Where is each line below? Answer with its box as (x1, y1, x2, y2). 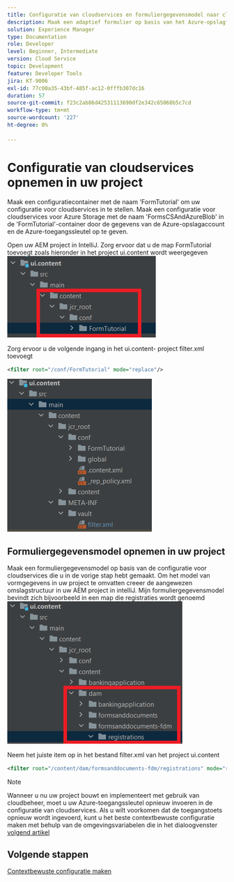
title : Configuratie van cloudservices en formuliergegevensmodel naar (7, 11, 219, 18)
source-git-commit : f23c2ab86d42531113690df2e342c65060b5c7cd (7, 100, 192, 107)
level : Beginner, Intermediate (7, 48, 98, 55)
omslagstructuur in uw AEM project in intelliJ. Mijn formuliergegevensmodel (7, 586, 224, 595)
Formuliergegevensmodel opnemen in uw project (7, 546, 226, 557)
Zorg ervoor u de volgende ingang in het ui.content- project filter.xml (7, 344, 204, 353)
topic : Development (7, 63, 64, 70)
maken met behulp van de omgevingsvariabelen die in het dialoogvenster (7, 821, 218, 829)
